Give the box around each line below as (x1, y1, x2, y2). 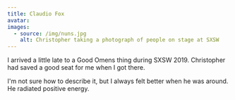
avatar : (7, 17, 30, 24)
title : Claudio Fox (7, 10, 65, 18)
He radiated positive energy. (7, 85, 90, 93)
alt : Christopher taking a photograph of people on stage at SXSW (20, 37, 219, 44)
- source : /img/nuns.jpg (13, 30, 87, 37)
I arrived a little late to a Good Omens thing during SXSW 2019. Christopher (7, 56, 226, 64)
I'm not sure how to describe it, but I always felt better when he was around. (7, 77, 229, 85)
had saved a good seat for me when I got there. (7, 63, 146, 72)
